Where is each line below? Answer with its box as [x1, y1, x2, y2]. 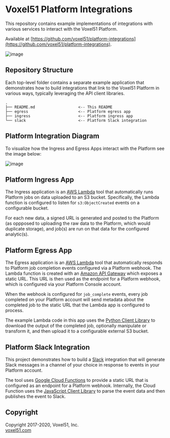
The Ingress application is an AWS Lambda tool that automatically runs [5, 189, 154, 195]
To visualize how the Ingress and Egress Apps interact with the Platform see [5, 145, 164, 151]
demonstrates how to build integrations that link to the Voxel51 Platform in [5, 85, 159, 91]
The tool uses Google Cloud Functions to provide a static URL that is [5, 377, 149, 383]
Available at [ [5, 36, 33, 42]
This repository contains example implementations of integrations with [5, 20, 153, 27]
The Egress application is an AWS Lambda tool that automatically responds [5, 260, 163, 266]
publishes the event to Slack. [5, 394, 66, 399]
